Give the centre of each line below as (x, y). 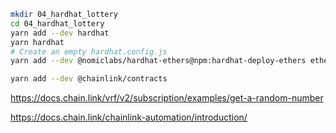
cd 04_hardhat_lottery (57, 23)
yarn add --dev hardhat (60, 33)
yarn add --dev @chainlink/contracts (89, 79)
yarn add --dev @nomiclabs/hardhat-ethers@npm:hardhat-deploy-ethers (158, 61)
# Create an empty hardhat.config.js (89, 51)
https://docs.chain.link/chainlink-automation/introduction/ (129, 117)
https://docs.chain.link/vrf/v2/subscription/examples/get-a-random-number (167, 98)
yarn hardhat (37, 42)
